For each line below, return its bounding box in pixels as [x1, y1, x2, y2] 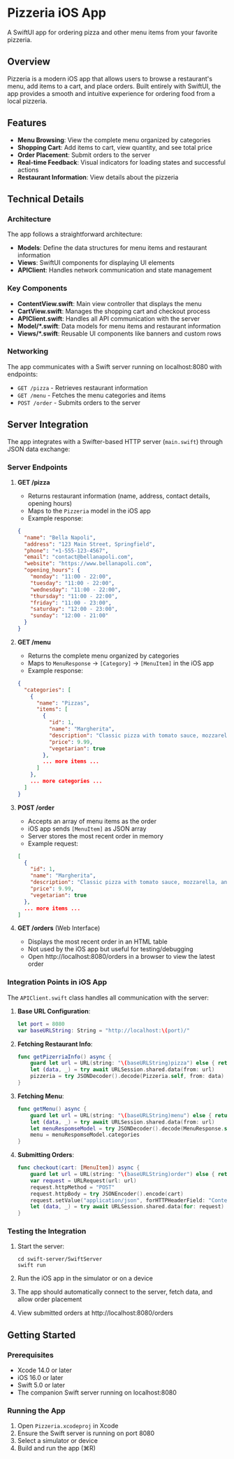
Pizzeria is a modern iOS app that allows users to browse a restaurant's [7, 74, 213, 83]
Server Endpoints [7, 462, 68, 472]
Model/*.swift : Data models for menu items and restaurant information [17, 321, 221, 330]
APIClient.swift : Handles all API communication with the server [17, 314, 200, 323]
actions [17, 165, 39, 174]
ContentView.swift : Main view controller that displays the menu [17, 299, 202, 307]
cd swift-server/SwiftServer [17, 1256, 103, 1263]
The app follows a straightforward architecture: [7, 230, 143, 239]
